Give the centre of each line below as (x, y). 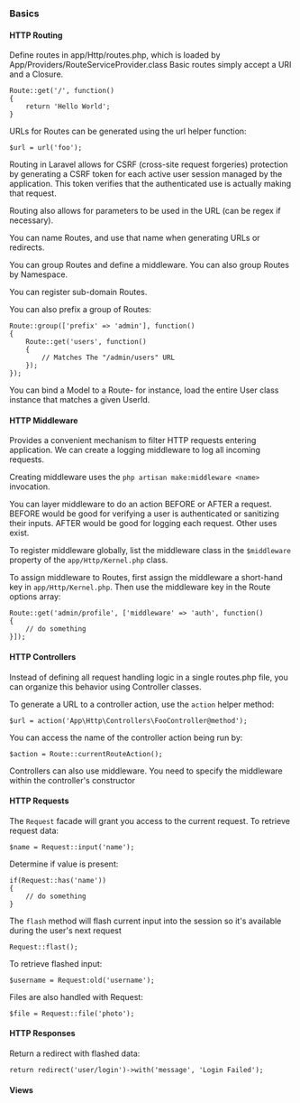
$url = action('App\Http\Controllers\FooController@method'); (128, 720)
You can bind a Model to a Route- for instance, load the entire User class (144, 390)
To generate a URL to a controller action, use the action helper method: (142, 704)
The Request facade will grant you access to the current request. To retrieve (150, 820)
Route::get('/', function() (62, 91)
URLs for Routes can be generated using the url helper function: (128, 131)
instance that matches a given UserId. (80, 400)
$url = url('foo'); (46, 148)
